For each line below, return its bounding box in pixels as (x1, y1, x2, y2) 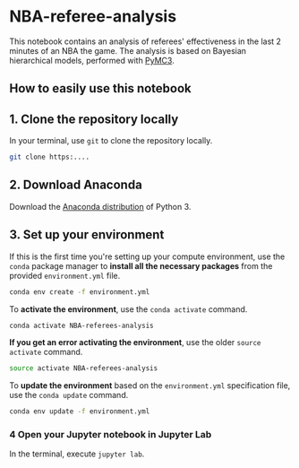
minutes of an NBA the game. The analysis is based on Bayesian (9, 45, 247, 56)
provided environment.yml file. (9, 270, 121, 281)
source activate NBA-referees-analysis (9, 364, 158, 373)
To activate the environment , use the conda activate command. (9, 303, 248, 315)
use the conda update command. (9, 390, 129, 401)
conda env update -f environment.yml (9, 407, 150, 416)
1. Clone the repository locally (9, 111, 179, 126)
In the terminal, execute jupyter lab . (9, 448, 145, 459)
